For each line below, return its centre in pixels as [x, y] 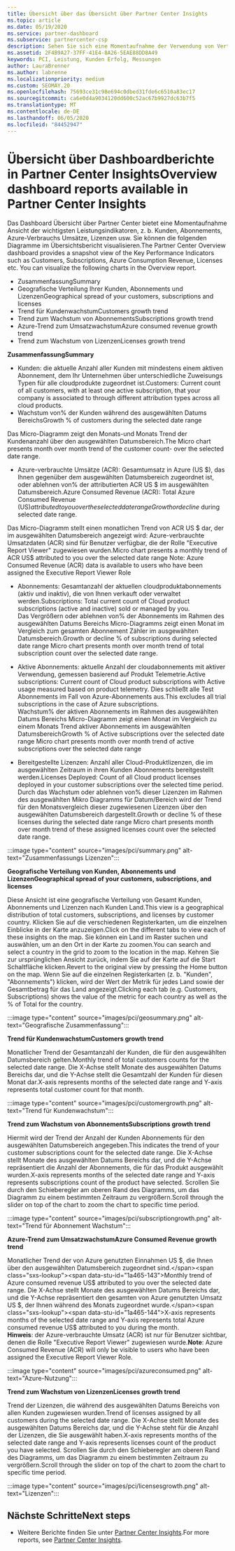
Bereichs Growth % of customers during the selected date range [109, 421]
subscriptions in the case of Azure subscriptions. [88, 704]
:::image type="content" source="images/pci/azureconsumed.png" [104, 1371]
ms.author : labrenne [37, 72]
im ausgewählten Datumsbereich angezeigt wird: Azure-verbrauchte [106, 535]
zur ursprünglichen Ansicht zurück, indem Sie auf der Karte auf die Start [111, 959]
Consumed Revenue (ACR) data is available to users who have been [105, 566]
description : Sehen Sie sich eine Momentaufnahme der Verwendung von [111, 46]
